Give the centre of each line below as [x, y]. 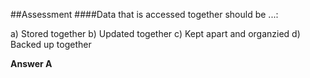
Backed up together [51, 44]
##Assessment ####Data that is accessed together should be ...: [144, 14]
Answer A [31, 63]
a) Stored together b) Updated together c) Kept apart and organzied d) [155, 33]
